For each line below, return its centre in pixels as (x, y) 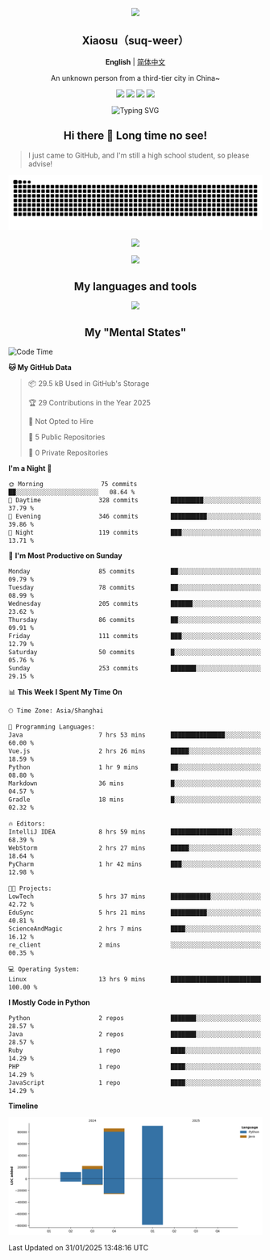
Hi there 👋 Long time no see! (135, 136)
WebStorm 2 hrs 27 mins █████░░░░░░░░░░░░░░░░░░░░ (135, 848)
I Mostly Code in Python (49, 1002)
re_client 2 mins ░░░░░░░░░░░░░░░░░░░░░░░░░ (135, 945)
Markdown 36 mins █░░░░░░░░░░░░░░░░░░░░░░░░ (135, 783)
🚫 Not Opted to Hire (61, 421)
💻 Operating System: (44, 969)
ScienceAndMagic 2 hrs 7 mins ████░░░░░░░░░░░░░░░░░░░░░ (135, 929)
